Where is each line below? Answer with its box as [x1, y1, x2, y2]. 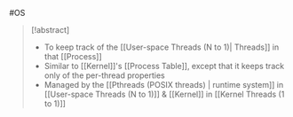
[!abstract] [30, 25, 70, 35]
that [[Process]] [44, 51, 102, 61]
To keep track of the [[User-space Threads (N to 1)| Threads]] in [44, 42, 280, 52]
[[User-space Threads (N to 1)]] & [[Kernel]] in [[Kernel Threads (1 [44, 89, 285, 99]
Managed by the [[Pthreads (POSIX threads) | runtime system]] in [44, 80, 284, 90]
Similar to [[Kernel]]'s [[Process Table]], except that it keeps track [44, 61, 285, 71]
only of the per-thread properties [44, 70, 166, 81]
